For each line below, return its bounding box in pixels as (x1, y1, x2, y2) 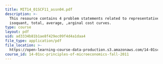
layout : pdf (5, 29, 29, 34)
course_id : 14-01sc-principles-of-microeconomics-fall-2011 (5, 51, 130, 57)
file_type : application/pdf (5, 38, 62, 43)
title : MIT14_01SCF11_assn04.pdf (5, 7, 73, 12)
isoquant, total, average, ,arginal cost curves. (9, 20, 112, 26)
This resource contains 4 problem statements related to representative (9, 16, 160, 21)
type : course (5, 25, 32, 30)
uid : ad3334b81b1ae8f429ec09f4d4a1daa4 (5, 34, 86, 39)
